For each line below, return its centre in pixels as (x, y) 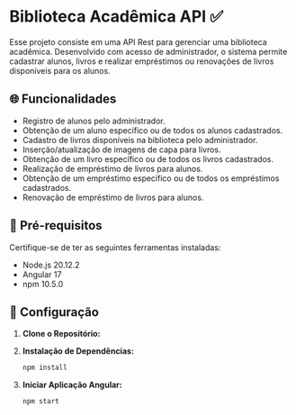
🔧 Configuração (54, 312)
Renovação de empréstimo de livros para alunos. (113, 197)
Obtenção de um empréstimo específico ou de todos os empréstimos (151, 178)
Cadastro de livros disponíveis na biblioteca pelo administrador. (140, 140)
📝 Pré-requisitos (56, 226)
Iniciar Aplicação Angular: (72, 385)
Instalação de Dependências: (78, 351)
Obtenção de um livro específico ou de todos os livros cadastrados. (148, 158)
